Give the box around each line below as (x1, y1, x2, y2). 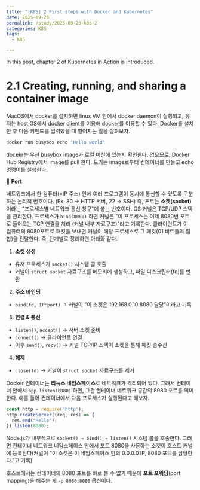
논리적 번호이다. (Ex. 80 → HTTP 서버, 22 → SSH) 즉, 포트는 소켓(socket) (17, 197, 192, 205)
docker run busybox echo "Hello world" (6, 139, 106, 145)
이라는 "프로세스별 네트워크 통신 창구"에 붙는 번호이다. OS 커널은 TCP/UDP (6, 205, 182, 212)
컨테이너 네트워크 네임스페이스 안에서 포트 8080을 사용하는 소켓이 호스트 (12, 442, 182, 449)
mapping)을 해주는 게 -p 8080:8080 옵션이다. (6, 477, 113, 485)
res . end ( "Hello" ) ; (11, 417, 58, 424)
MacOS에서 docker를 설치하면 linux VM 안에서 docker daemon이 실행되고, (6, 112, 184, 120)
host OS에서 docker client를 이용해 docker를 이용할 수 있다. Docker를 (17, 120, 183, 127)
